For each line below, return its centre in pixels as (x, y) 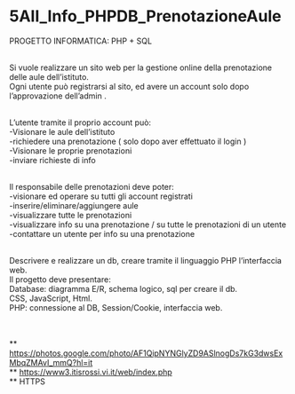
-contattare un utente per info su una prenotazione (102, 233)
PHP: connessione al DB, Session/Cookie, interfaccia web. (116, 307)
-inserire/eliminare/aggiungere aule (74, 205)
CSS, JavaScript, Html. (51, 298)
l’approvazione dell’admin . (58, 96)
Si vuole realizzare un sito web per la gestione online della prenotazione (141, 67)
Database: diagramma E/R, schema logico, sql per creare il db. (124, 288)
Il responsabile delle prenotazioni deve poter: (92, 186)
